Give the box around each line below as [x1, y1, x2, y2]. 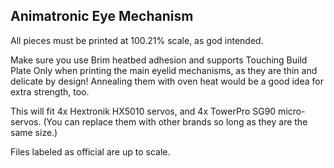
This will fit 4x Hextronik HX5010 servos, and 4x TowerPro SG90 [10, 105, 277, 117]
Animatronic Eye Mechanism [10, 8, 194, 25]
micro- [278, 105, 306, 117]
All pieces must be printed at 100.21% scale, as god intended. [10, 34, 264, 46]
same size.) [10, 126, 58, 138]
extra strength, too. [10, 85, 90, 98]
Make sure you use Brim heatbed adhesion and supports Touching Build [10, 54, 308, 66]
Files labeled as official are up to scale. [10, 145, 171, 158]
